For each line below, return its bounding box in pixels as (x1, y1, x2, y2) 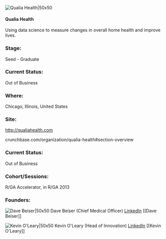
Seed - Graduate (5, 56, 40, 62)
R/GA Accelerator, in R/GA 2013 (5, 184, 70, 190)
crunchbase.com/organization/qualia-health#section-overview (5, 137, 134, 143)
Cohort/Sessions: (5, 173, 49, 180)
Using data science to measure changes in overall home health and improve (5, 27, 161, 33)
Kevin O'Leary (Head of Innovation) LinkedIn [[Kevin (54, 223, 162, 229)
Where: (5, 92, 24, 99)
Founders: (5, 196, 31, 203)
